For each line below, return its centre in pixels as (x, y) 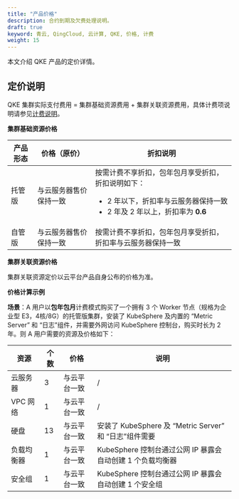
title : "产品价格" (33, 14)
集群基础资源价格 (32, 128)
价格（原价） (63, 153)
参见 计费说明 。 (42, 113)
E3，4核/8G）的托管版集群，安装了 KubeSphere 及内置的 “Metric (117, 316)
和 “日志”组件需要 (126, 436)
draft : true (25, 27)
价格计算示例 (26, 292)
